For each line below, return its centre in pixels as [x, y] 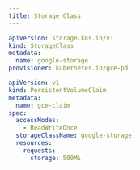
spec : [17, 113]
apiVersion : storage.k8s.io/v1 [61, 38]
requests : [40, 151]
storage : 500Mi [55, 158]
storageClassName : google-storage [74, 136]
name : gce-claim [43, 105]
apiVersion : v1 [34, 83]
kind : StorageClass [41, 45]
